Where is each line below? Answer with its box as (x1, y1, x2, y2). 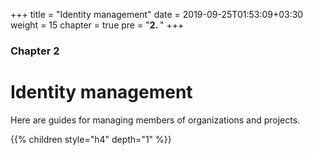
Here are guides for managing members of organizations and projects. (10, 114, 301, 126)
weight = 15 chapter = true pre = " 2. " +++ (10, 19, 185, 31)
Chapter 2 (10, 44, 60, 58)
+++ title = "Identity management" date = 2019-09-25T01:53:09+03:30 (10, 9, 304, 20)
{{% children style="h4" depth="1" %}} (10, 133, 172, 145)
